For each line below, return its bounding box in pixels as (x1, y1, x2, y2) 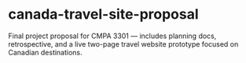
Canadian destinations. (8, 47, 83, 57)
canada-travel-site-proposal (8, 5, 199, 23)
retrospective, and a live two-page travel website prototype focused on (8, 39, 239, 48)
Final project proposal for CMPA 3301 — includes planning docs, (8, 31, 217, 40)
